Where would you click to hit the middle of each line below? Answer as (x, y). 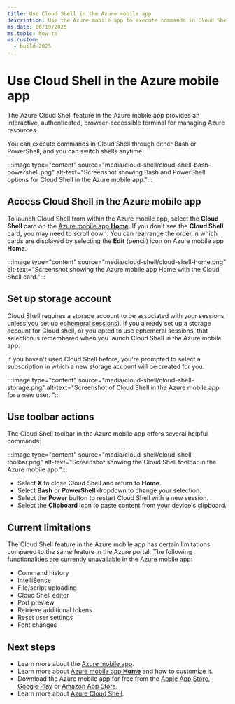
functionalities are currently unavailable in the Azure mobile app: (100, 559)
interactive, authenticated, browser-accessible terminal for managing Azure (116, 123)
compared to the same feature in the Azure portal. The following (100, 552)
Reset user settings (45, 618)
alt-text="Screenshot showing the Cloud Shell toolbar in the (130, 462)
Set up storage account (59, 299)
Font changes (37, 625)
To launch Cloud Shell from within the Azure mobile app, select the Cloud (113, 219)
